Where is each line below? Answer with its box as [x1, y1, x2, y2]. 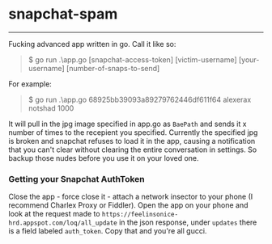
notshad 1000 [28, 103, 74, 113]
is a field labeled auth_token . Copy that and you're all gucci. [8, 226, 207, 236]
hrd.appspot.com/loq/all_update [8, 219, 117, 227]
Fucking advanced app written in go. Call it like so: [8, 39, 176, 48]
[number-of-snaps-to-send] [66, 63, 160, 73]
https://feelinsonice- [101, 211, 179, 219]
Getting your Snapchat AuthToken [8, 173, 146, 184]
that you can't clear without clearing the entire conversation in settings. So [8, 145, 257, 154]
